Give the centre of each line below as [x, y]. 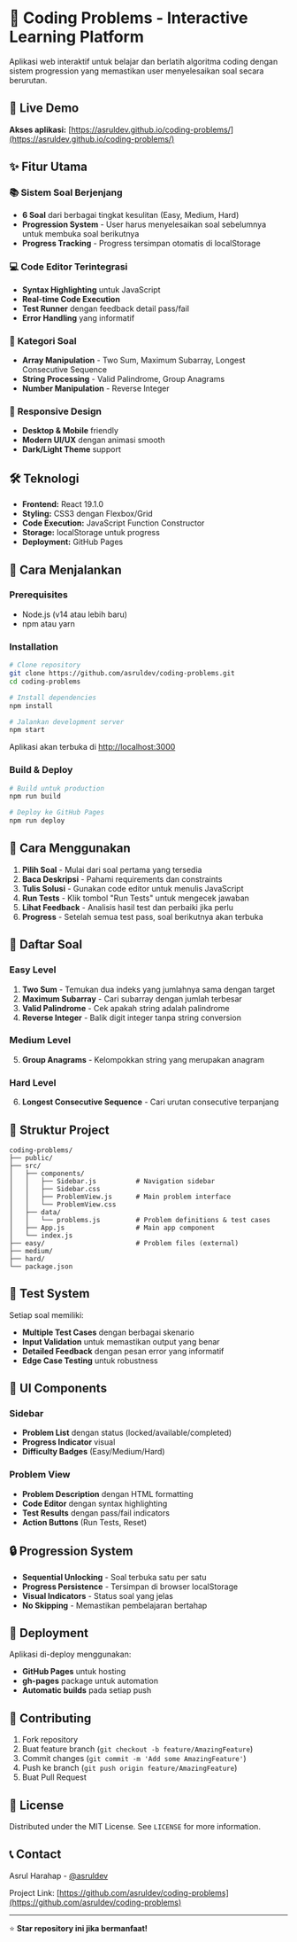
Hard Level [33, 1082]
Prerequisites [38, 595]
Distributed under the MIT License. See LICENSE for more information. [135, 1826]
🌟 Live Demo [44, 109]
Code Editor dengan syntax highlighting [95, 1503]
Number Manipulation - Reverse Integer [95, 388]
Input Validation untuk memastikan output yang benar [121, 1341]
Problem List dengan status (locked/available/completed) [127, 1433]
